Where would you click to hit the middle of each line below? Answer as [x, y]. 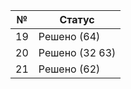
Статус [77, 19]
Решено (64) [69, 36]
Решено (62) [69, 69]
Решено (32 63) [77, 52]
